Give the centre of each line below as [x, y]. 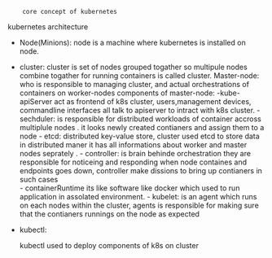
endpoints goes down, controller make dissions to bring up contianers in [140, 171]
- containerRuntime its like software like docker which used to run [129, 188]
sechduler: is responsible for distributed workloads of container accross [140, 119]
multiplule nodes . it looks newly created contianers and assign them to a [142, 127]
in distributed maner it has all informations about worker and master [133, 145]
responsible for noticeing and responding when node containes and [133, 162]
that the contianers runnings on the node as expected [110, 214]
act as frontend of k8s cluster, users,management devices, [153, 101]
